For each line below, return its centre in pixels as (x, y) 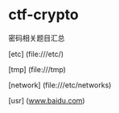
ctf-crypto (43, 15)
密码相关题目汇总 (37, 38)
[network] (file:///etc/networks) (60, 85)
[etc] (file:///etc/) (36, 54)
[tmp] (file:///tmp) (37, 69)
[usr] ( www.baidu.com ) (47, 100)
